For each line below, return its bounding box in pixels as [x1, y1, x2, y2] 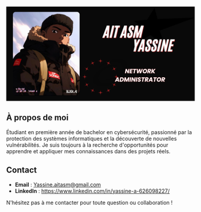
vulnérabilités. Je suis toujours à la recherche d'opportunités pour [6, 141, 169, 149]
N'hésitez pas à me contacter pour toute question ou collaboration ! [6, 199, 173, 206]
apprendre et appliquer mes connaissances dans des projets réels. [6, 147, 170, 155]
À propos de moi [6, 113, 69, 123]
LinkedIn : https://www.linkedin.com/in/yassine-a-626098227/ [14, 187, 170, 195]
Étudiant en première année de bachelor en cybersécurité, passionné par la [6, 128, 193, 135]
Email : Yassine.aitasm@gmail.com [14, 181, 101, 188]
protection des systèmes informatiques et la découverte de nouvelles [6, 135, 177, 142]
